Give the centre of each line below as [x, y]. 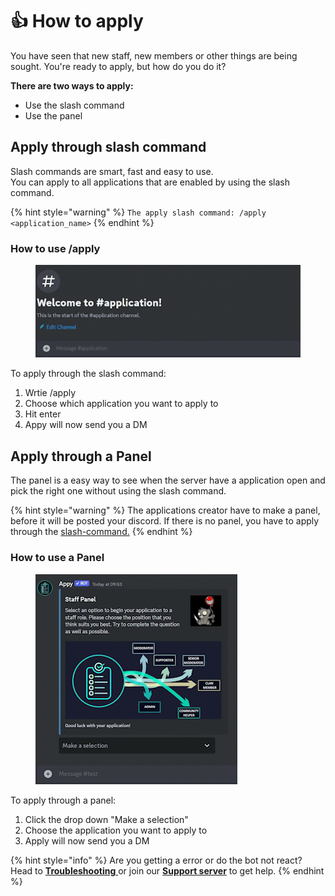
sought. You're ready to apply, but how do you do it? [118, 66]
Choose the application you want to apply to [116, 830]
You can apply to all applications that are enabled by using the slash [150, 182]
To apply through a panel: [63, 800]
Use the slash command [74, 105]
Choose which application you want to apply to [121, 404]
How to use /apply [55, 248]
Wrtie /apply [50, 393]
